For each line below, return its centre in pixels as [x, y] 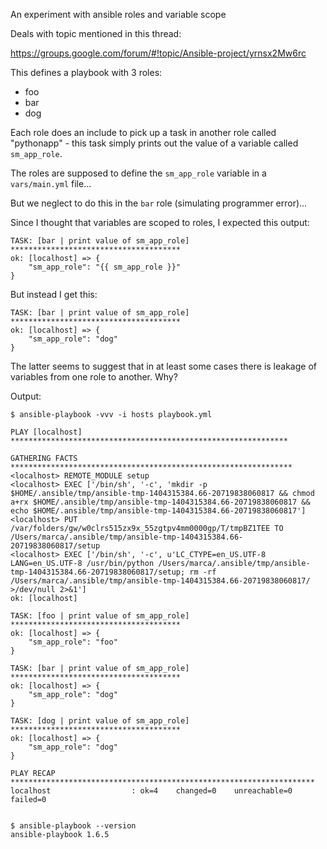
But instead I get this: [54, 294]
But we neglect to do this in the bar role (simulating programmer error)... [159, 203]
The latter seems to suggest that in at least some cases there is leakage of [163, 366]
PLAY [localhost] [46, 432]
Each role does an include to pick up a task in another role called [143, 132]
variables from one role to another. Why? [94, 377]
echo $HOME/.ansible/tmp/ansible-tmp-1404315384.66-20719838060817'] [158, 511]
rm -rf [203, 572]
